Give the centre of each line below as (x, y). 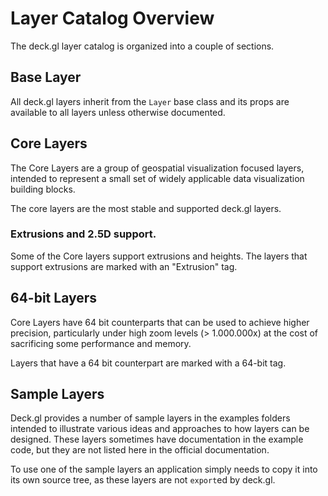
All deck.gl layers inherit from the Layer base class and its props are (150, 101)
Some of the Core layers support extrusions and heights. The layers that (159, 256)
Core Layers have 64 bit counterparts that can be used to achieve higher (160, 322)
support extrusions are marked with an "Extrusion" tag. (124, 266)
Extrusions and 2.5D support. (83, 234)
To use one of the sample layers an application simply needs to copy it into (164, 469)
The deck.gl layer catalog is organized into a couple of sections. (142, 46)
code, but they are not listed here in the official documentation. (140, 450)
